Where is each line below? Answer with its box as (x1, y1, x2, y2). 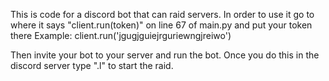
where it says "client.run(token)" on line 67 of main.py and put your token (10, 19, 313, 31)
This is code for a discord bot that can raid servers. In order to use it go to (10, 9, 315, 20)
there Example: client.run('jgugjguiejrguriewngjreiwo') (10, 30, 232, 41)
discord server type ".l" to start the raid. (10, 60, 174, 71)
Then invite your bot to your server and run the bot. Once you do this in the (10, 49, 320, 61)
